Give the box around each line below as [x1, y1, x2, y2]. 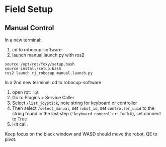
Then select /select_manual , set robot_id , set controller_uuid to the [12, 105, 154, 111]
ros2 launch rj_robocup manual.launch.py [5, 70, 93, 76]
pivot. [5, 136, 17, 142]
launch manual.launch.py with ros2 [12, 52, 85, 58]
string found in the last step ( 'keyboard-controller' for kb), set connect [12, 111, 161, 116]
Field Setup [5, 4, 53, 15]
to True [12, 116, 27, 122]
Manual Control [5, 24, 54, 32]
